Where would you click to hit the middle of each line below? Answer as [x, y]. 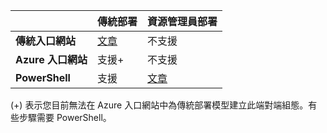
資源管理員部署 [182, 21]
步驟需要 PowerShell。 [65, 117]
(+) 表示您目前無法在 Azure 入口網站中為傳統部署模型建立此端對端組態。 [159, 105]
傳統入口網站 [46, 41]
